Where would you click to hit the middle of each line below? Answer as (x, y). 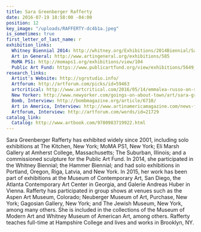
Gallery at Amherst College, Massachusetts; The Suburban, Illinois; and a (96, 152)
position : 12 (22, 23)
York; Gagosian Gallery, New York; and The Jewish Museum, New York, (95, 203)
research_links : (26, 73)
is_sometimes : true (31, 34)
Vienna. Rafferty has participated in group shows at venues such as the (94, 191)
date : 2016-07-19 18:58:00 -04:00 (49, 17)
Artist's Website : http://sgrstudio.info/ (65, 78)
